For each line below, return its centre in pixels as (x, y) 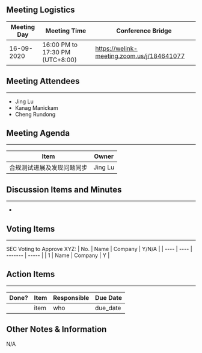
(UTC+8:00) (59, 60)
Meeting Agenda (38, 133)
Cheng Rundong (35, 114)
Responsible (71, 297)
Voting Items (31, 229)
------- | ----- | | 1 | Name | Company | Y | (58, 255)
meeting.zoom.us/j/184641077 (140, 56)
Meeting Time (66, 31)
